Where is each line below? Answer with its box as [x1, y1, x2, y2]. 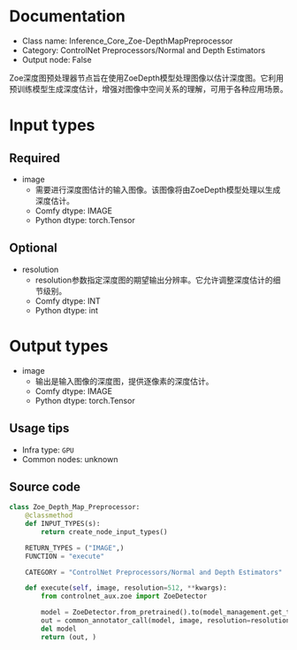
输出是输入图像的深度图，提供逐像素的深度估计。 [34, 375, 214, 386]
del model [41, 624, 77, 633]
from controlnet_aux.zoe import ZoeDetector [41, 592, 208, 601]
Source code [9, 479, 81, 494]
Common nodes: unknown [21, 453, 118, 464]
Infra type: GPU [21, 445, 74, 455]
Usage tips [9, 421, 70, 436]
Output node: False [21, 54, 92, 65]
